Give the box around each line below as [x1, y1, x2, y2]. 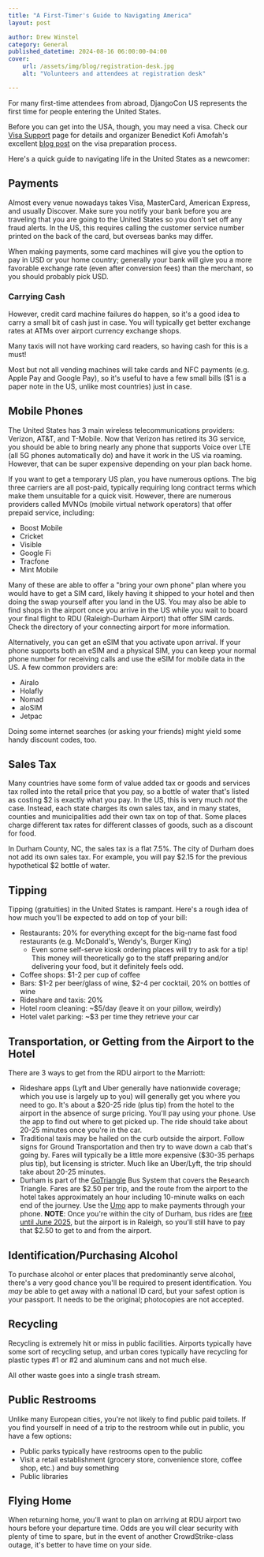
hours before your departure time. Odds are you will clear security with [8, 1523, 239, 1533]
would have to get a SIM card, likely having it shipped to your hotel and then [8, 588, 255, 598]
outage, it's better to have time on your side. [8, 1540, 152, 1550]
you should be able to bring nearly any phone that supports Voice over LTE [8, 442, 251, 452]
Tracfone [19, 557, 50, 566]
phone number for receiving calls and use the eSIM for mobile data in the [8, 654, 246, 663]
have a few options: [8, 1431, 73, 1440]
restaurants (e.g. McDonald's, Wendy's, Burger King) [19, 937, 191, 946]
